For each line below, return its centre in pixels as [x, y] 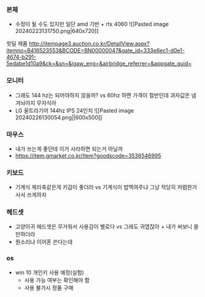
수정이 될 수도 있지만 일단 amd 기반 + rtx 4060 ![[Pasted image [92, 24]
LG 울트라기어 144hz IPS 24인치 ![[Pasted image [74, 110]
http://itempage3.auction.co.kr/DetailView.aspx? [89, 43]
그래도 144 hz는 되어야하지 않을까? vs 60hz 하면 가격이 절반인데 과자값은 [103, 95]
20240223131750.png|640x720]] [57, 31]
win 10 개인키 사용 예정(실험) [49, 272]
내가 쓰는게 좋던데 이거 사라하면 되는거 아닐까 [69, 149]
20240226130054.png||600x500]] [59, 117]
